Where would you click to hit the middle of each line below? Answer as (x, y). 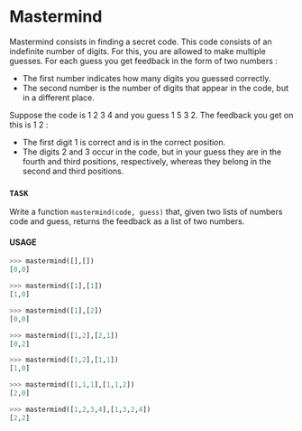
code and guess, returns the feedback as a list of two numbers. (127, 221)
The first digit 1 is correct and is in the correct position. (124, 142)
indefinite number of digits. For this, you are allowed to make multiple (137, 51)
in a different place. (58, 98)
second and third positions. (73, 171)
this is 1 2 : (29, 125)
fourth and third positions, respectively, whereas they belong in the (147, 161)
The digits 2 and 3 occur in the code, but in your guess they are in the (152, 152)
